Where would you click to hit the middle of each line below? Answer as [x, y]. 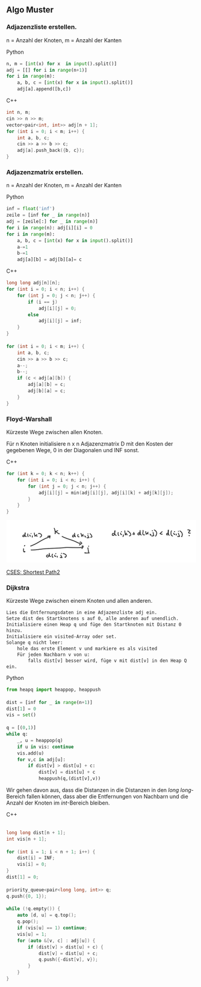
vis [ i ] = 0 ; [32, 864]
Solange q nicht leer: [35, 643]
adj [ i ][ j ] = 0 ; [57, 308]
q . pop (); [28, 922]
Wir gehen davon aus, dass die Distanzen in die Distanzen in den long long [99, 790]
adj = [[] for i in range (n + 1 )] [47, 70]
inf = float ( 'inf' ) [31, 209]
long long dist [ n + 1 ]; [36, 833]
